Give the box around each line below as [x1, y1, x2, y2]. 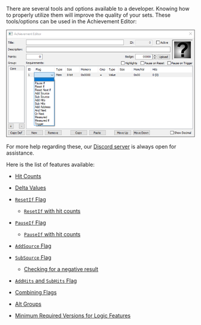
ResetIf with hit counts [23, 207, 81, 215]
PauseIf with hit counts [23, 230, 81, 237]
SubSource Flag [14, 254, 52, 261]
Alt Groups [14, 300, 42, 308]
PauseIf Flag [14, 219, 46, 226]
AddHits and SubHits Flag [14, 277, 77, 284]
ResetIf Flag [14, 195, 46, 203]
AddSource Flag [14, 242, 52, 249]
